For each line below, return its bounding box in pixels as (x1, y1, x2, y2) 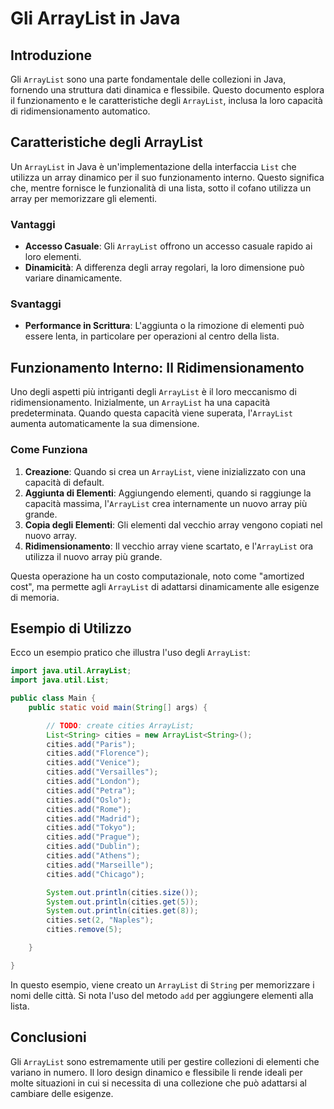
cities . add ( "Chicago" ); (46, 869, 145, 879)
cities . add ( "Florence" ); (46, 748, 150, 759)
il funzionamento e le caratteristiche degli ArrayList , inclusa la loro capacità (10, 95, 323, 106)
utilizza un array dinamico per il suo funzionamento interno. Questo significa (10, 171, 325, 183)
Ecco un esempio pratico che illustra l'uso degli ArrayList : (10, 647, 251, 659)
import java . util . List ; (10, 675, 110, 686)
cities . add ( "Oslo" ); (46, 795, 132, 805)
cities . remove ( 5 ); (46, 925, 123, 935)
